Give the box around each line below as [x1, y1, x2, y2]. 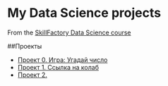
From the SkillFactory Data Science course [7, 28, 132, 37]
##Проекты [7, 42, 42, 50]
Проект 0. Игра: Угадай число [17, 55, 108, 64]
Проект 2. [17, 70, 47, 79]
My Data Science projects [7, 5, 161, 21]
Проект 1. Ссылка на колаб [17, 63, 99, 71]
